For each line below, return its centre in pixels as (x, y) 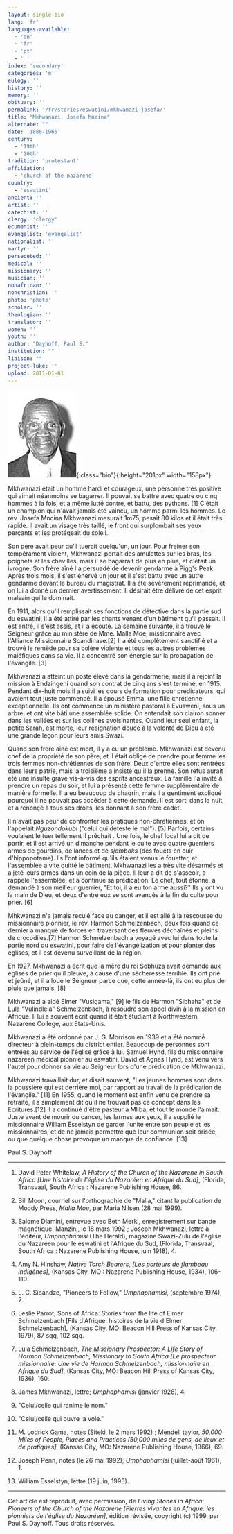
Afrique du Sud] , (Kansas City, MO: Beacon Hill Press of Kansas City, (116, 1371)
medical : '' (25, 264)
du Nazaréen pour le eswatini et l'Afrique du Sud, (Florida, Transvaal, (116, 1243)
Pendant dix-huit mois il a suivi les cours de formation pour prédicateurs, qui (116, 691)
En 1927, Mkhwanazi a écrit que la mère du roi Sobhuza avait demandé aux (114, 966)
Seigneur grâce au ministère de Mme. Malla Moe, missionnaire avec (104, 633)
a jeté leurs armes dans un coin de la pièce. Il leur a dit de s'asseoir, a (107, 872)
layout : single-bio (36, 15)
